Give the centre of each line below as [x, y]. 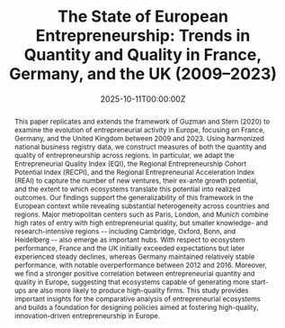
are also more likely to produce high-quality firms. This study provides [138, 290]
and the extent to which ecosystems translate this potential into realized [127, 189]
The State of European [143, 17]
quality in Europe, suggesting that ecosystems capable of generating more [132, 282]
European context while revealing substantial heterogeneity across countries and [142, 206]
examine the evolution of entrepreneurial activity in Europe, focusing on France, [139, 129]
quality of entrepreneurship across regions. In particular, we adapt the [124, 155]
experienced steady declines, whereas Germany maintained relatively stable [134, 256]
